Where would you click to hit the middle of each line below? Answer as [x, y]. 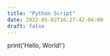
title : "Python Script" [42, 13]
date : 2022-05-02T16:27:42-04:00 [55, 20]
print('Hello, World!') [36, 46]
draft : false [26, 26]
